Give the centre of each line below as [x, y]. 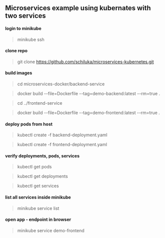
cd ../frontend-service [40, 103]
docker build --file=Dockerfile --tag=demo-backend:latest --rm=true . [89, 94]
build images [19, 73]
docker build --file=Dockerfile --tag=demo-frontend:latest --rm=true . [88, 113]
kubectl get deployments [42, 176]
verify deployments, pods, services [42, 156]
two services [25, 16]
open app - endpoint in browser [38, 220]
